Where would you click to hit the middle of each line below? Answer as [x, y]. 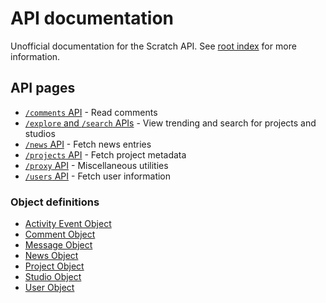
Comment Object [60, 234]
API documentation [92, 18]
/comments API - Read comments [91, 112]
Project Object [54, 266]
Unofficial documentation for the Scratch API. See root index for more [153, 46]
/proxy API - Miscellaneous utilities [96, 165]
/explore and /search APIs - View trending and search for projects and [170, 123]
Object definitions [55, 202]
